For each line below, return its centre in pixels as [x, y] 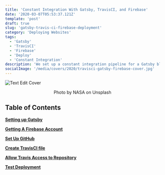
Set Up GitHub [20, 138]
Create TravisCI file [25, 148]
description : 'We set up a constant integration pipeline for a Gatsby [80, 64]
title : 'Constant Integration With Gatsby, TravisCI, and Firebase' [77, 10]
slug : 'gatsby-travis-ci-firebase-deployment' [54, 28]
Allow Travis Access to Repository [41, 157]
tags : [11, 37]
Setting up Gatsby [24, 119]
